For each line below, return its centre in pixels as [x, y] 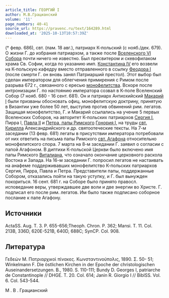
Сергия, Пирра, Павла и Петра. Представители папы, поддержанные [80, 171]
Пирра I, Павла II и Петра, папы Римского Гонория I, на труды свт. [76, 123]
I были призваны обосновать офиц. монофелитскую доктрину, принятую [83, 101]
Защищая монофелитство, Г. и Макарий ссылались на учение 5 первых [82, 112]
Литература [25, 247]
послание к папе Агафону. [33, 198]
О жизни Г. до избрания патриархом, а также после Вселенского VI [78, 53]
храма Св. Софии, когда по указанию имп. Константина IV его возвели [81, 64]
